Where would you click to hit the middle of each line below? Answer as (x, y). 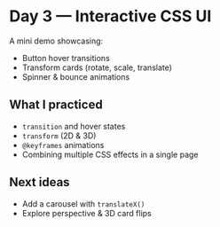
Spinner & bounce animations (76, 76)
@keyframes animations (63, 145)
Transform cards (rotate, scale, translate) (97, 67)
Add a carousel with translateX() (83, 204)
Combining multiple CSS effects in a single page (110, 154)
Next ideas (39, 182)
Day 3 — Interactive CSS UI (110, 16)
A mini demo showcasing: (56, 41)
